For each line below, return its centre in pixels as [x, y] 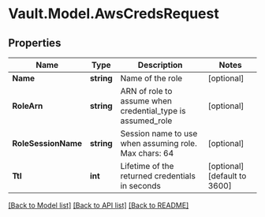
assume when [146, 101]
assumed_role [146, 121]
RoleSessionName [47, 143]
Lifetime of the [147, 166]
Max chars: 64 [147, 153]
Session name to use [159, 133]
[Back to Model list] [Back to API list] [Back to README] [99, 205]
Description [160, 65]
